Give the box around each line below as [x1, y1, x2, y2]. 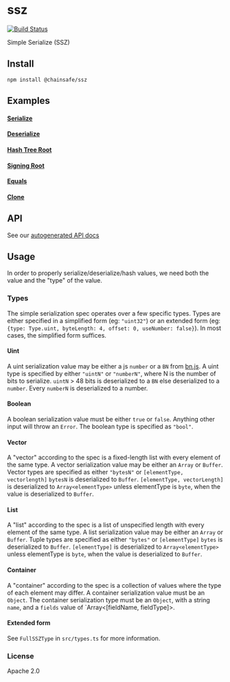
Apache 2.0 [7, 667, 40, 675]
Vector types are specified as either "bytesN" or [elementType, [7, 468, 184, 476]
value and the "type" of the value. [7, 276, 103, 285]
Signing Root [7, 161, 45, 170]
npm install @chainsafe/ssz [7, 76, 88, 83]
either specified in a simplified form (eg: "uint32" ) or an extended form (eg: [7, 316, 221, 324]
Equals [7, 177, 27, 186]
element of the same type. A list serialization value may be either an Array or [7, 528, 223, 536]
